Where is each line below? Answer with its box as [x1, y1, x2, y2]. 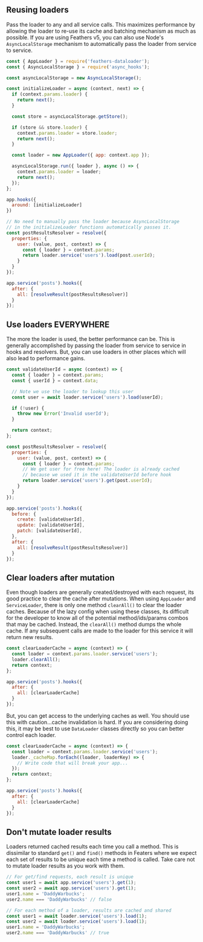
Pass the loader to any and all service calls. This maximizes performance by [6, 21, 195, 28]
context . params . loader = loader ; [17, 169, 101, 175]
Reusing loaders [6, 5, 69, 15]
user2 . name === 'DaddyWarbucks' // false [6, 896, 112, 903]
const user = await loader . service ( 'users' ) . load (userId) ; [11, 394, 164, 400]
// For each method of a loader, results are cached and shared [6, 907, 172, 914]
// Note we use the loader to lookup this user [11, 388, 134, 395]
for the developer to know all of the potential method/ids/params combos [6, 614, 188, 622]
